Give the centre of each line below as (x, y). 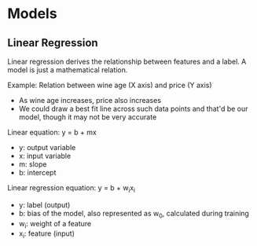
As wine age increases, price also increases (90, 100)
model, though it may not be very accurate (88, 117)
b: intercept (37, 173)
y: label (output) (44, 204)
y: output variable (47, 147)
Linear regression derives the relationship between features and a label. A (127, 61)
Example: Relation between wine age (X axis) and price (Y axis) (110, 85)
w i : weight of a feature (55, 224)
